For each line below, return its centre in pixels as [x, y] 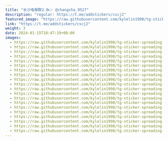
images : [13, 38]
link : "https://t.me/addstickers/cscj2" [48, 24]
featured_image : [22, 19]
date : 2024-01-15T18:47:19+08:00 [40, 33]
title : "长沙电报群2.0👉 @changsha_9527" [47, 10]
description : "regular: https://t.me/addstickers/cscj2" [66, 14]
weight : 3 [15, 28]
